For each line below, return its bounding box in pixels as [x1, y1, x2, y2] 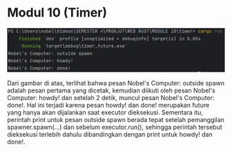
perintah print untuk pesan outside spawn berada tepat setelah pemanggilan [7, 116, 224, 124]
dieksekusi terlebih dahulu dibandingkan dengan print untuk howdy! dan [7, 130, 213, 139]
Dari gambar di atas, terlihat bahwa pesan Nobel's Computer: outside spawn [7, 79, 225, 88]
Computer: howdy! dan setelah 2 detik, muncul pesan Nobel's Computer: [7, 94, 215, 102]
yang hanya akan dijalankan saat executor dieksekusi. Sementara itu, [7, 108, 204, 117]
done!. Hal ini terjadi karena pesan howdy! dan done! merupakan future [7, 101, 210, 110]
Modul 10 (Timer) [7, 5, 108, 21]
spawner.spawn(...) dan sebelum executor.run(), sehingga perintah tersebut [7, 123, 222, 132]
